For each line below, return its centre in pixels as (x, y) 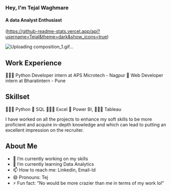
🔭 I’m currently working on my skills (50, 159)
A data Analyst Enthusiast (34, 20)
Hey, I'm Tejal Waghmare (37, 8)
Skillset (17, 97)
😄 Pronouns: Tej (30, 177)
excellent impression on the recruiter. (45, 130)
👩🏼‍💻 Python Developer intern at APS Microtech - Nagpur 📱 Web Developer (84, 75)
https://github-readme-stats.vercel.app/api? (53, 31)
